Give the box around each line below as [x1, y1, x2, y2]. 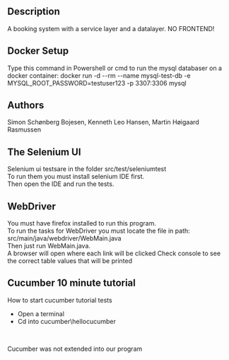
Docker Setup [7, 45, 69, 57]
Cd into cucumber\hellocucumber [17, 317, 117, 325]
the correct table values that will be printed [7, 257, 133, 265]
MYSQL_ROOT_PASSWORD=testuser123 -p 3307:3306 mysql [7, 79, 187, 87]
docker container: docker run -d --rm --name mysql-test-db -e [7, 71, 191, 80]
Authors [7, 99, 45, 112]
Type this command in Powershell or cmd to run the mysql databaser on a [7, 64, 223, 72]
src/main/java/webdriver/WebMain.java [7, 234, 122, 243]
